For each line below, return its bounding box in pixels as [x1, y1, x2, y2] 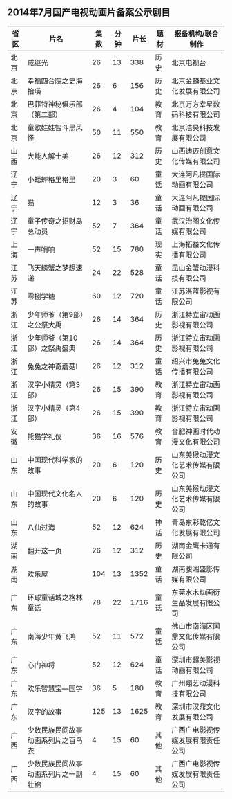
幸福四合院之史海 [27, 75, 83, 85]
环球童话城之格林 [27, 593, 83, 602]
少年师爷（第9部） [27, 309, 84, 319]
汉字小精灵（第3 [27, 379, 81, 389]
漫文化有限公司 [171, 437, 220, 447]
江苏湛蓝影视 [171, 286, 213, 296]
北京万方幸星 [171, 99, 213, 109]
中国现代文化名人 [27, 489, 83, 499]
